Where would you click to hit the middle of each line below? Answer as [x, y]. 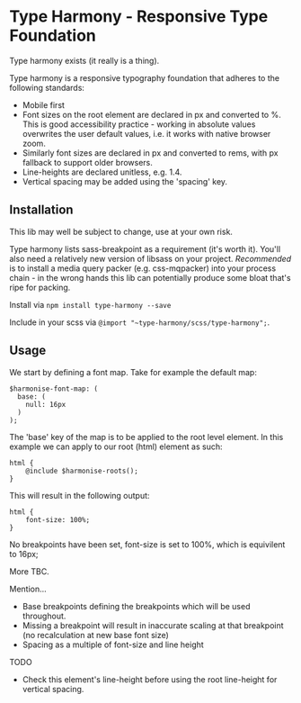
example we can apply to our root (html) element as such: [116, 446]
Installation [41, 210]
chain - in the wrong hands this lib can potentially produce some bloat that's [150, 277]
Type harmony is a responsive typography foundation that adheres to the [145, 77]
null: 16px [46, 404]
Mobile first [44, 104]
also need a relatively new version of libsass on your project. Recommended [150, 258]
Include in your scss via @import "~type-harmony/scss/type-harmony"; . [140, 322]
